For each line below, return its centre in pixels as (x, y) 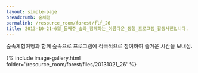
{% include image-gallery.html (44, 58)
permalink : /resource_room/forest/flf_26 (58, 23)
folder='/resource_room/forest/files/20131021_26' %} (72, 65)
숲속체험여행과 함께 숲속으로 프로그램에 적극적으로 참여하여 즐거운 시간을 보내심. (99, 46)
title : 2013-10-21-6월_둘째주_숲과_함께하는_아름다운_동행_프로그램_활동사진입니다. (98, 28)
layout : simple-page (32, 12)
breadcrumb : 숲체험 (28, 17)
